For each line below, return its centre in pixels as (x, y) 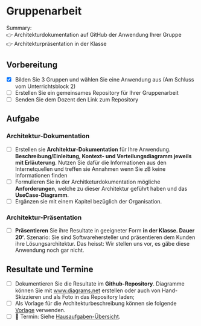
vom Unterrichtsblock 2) (45, 86)
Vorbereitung (32, 65)
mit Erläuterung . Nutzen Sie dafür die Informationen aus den (91, 162)
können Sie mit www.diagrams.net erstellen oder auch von (88, 290)
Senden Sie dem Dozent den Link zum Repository (77, 99)
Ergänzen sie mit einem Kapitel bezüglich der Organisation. (88, 201)
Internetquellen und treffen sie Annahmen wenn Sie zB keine (90, 169)
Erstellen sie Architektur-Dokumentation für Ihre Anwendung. (93, 149)
